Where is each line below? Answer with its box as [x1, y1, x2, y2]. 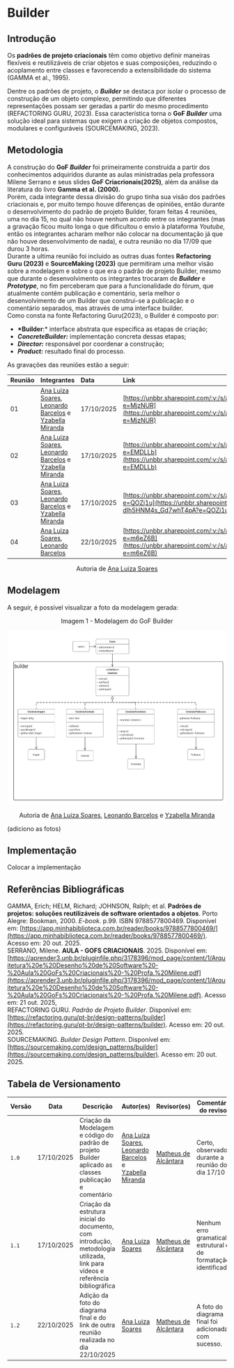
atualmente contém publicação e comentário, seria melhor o [7, 288, 180, 297]
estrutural [196, 1241, 224, 1249]
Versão [10, 1102, 32, 1111]
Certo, [196, 1138, 214, 1147]
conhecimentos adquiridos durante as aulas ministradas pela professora [7, 170, 214, 179]
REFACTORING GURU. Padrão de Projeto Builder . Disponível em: [7, 1006, 192, 1014]
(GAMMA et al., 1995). [7, 73, 71, 82]
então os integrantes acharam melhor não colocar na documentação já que [7, 229, 224, 238]
